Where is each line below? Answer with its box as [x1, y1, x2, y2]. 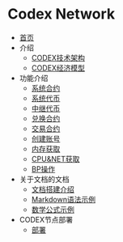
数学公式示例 [31, 204, 74, 214]
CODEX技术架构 [31, 53, 86, 62]
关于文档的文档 [19, 174, 70, 184]
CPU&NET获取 [31, 154, 80, 163]
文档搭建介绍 [31, 184, 74, 194]
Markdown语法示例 [31, 194, 96, 204]
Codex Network [7, 5, 116, 23]
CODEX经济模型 [31, 62, 86, 73]
